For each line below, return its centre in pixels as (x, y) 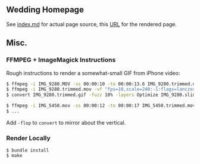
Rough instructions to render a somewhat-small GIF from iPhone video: (93, 73)
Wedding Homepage (45, 10)
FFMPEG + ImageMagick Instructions (61, 60)
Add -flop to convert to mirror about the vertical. (66, 122)
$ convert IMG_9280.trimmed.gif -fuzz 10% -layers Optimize (82, 95)
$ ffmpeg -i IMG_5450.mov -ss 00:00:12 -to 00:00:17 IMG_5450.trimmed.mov (101, 106)
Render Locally (28, 138)
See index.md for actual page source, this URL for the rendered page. (92, 24)
